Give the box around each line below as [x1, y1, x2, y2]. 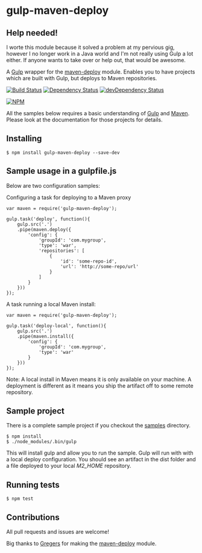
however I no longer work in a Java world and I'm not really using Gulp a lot [6, 50, 194, 57]
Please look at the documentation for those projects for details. [6, 116, 163, 123]
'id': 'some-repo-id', [60, 258, 118, 264]
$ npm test [6, 496, 34, 502]
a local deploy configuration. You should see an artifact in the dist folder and [6, 456, 196, 463]
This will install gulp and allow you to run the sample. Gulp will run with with [6, 449, 194, 456]
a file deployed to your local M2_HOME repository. [6, 462, 131, 470]
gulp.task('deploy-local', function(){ [6, 322, 107, 329]
